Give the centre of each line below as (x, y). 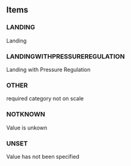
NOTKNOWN (26, 114)
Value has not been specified (43, 156)
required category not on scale (45, 99)
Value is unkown (27, 128)
